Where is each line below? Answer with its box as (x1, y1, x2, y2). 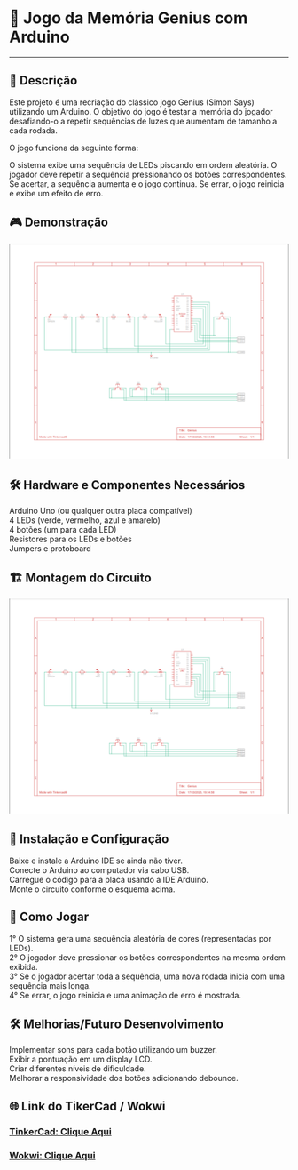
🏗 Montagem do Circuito (9, 570, 153, 585)
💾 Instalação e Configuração (9, 831, 169, 847)
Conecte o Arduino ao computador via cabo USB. (9, 864, 190, 875)
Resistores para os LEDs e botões (9, 533, 133, 545)
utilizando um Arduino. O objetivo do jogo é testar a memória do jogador (9, 106, 273, 116)
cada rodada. (9, 124, 58, 136)
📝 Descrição (9, 73, 78, 88)
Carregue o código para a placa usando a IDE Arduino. (9, 874, 208, 885)
